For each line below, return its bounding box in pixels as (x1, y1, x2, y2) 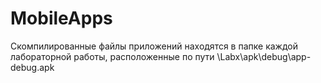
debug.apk (10, 61, 55, 73)
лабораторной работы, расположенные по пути (10, 50, 215, 62)
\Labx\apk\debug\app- (216, 50, 312, 62)
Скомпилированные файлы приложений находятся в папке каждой (10, 40, 298, 52)
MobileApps (10, 7, 113, 30)
